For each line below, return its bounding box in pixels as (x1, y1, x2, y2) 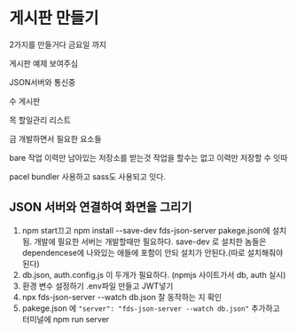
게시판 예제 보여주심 (9, 58, 78, 68)
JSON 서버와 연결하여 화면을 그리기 (9, 200, 192, 215)
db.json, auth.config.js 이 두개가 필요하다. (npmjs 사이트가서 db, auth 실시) (21, 269, 286, 280)
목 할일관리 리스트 (9, 115, 71, 125)
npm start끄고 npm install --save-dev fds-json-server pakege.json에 (21, 225, 270, 235)
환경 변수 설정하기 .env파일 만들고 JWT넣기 (21, 281, 174, 291)
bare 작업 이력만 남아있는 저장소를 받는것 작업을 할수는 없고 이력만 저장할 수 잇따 (9, 152, 288, 163)
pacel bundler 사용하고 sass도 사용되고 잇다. (9, 170, 167, 182)
